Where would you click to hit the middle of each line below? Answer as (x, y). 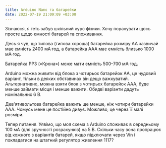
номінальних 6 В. (23, 94)
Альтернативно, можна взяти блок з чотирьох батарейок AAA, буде (77, 84)
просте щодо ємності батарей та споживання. (54, 34)
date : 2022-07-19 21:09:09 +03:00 (41, 14)
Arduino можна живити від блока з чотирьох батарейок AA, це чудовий (81, 73)
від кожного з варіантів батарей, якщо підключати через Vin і (70, 135)
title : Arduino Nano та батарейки (41, 10)
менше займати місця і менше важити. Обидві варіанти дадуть (72, 89)
